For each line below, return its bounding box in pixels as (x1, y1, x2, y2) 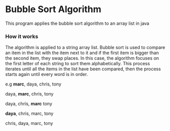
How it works (5, 33, 39, 40)
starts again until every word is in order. (5, 71, 88, 77)
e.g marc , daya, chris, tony (5, 81, 62, 87)
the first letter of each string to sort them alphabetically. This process (5, 61, 150, 67)
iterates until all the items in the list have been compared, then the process (5, 66, 161, 72)
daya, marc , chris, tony (5, 91, 54, 97)
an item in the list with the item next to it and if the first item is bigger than (5, 50, 159, 56)
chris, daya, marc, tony (5, 120, 53, 126)
